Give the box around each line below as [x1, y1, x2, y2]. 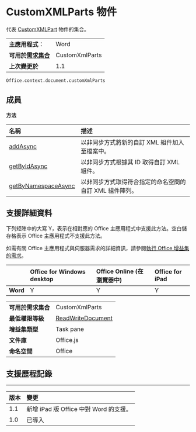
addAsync [9, 142, 37, 150]
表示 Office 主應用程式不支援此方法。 [16, 232, 106, 239]
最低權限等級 [9, 314, 45, 322]
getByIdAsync [9, 162, 48, 170]
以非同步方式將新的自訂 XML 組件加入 [80, 138, 184, 146]
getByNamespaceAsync [9, 182, 75, 190]
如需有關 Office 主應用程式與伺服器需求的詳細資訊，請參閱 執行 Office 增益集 [6, 244, 190, 251]
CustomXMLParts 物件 [6, 5, 117, 19]
